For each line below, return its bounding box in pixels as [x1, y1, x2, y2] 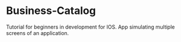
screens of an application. [6, 29, 69, 36]
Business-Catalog [6, 4, 96, 17]
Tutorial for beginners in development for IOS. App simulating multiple [6, 23, 175, 30]
